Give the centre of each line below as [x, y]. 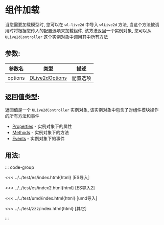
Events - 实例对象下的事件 [38, 138]
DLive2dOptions [48, 78]
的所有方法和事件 [22, 116]
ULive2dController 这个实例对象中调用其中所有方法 [57, 37]
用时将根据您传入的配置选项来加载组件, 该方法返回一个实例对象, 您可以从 [78, 30]
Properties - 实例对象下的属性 [42, 126]
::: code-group [20, 167]
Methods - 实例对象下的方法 [41, 132]
